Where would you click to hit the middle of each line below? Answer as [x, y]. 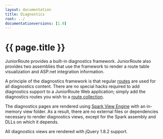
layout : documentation [28, 10]
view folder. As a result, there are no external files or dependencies [91, 111]
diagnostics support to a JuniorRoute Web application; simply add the [75, 92]
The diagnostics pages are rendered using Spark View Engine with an [75, 107]
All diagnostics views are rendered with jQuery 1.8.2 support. [67, 132]
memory [13, 111]
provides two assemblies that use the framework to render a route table [77, 66]
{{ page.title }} [35, 48]
